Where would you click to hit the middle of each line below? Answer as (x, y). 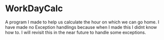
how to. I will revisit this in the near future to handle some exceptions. (76, 32)
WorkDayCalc (34, 9)
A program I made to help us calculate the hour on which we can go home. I (82, 22)
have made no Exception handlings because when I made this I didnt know (81, 27)
